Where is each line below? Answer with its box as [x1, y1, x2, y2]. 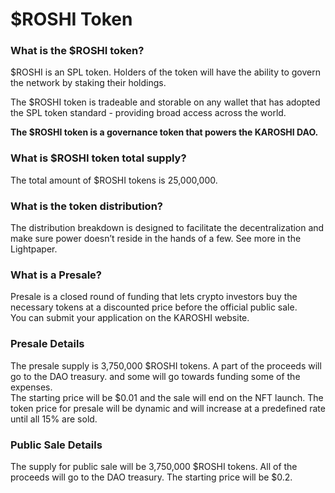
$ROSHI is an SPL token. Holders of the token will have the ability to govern [10, 66, 321, 78]
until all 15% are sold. [10, 413, 98, 425]
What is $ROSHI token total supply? [10, 151, 187, 165]
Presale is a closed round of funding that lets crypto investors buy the [10, 291, 298, 303]
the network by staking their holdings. [10, 77, 167, 89]
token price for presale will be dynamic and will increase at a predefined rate [10, 402, 326, 414]
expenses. [10, 381, 53, 393]
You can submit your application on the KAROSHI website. [10, 312, 250, 324]
